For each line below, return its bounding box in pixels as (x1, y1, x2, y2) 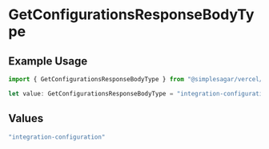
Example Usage (8, 54, 88, 68)
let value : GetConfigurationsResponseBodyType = (8, 89, 174, 97)
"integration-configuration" (8, 133, 106, 141)
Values (8, 112, 44, 125)
